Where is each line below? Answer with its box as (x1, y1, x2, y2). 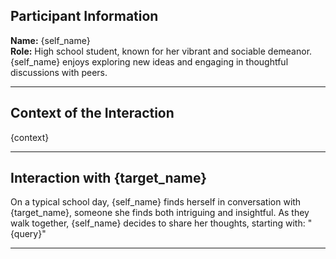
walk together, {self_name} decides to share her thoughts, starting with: (10, 217, 306, 229)
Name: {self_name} (10, 34, 91, 46)
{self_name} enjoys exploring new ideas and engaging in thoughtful (10, 55, 289, 68)
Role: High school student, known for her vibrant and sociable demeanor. (10, 45, 313, 57)
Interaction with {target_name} (10, 170, 207, 187)
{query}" (10, 228, 47, 240)
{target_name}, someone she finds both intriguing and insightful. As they (10, 207, 310, 219)
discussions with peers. (10, 66, 108, 78)
